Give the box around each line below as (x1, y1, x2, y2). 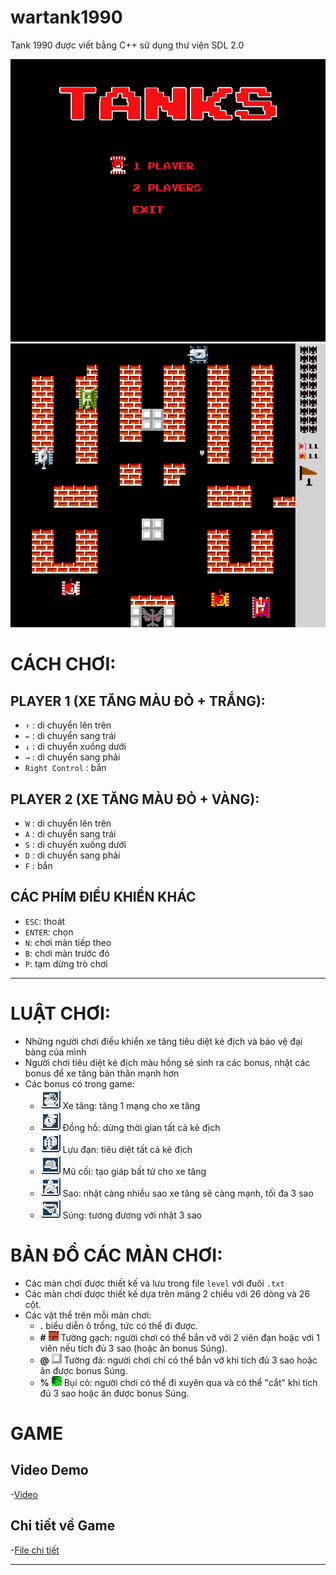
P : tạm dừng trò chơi (24, 957, 108, 970)
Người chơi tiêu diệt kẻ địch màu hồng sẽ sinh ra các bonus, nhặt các (24, 1056, 311, 1068)
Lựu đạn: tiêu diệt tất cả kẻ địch (62, 1143, 193, 1155)
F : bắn (24, 860, 53, 872)
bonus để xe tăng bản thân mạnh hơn (24, 1067, 180, 1079)
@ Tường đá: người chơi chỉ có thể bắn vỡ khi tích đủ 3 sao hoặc (39, 1354, 318, 1366)
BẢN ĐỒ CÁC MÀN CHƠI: (10, 1244, 223, 1266)
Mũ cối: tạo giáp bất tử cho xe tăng (62, 1165, 207, 1177)
